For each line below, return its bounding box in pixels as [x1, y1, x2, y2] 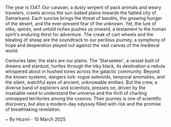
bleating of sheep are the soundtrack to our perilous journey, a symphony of [5, 37, 166, 43]
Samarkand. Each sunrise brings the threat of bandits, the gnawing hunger [5, 15, 162, 21]
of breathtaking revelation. [5, 107, 61, 112]
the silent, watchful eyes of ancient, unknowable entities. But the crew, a [5, 79, 157, 85]
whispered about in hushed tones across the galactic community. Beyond [5, 68, 160, 74]
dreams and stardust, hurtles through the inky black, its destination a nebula [5, 63, 165, 69]
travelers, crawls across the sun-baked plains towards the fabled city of [5, 10, 157, 16]
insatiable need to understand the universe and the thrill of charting [5, 90, 147, 96]
